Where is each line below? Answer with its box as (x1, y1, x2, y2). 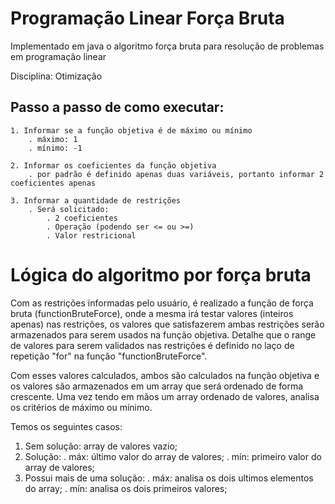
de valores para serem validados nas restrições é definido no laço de (10, 339, 295, 351)
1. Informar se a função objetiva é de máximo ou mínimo (10, 125, 253, 136)
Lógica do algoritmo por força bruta (10, 263, 312, 286)
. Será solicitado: (28, 204, 110, 214)
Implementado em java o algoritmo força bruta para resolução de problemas (10, 40, 325, 52)
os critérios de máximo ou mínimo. (10, 401, 153, 413)
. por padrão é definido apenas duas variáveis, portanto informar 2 (28, 169, 325, 179)
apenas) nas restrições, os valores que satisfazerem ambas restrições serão (10, 318, 325, 330)
